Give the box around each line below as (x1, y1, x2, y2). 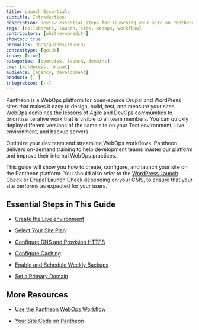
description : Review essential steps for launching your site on (6, 20, 171, 25)
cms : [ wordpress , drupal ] (6, 63, 70, 70)
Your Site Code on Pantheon (14, 317, 84, 324)
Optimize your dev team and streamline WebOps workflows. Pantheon (6, 140, 178, 146)
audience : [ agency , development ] (6, 69, 89, 75)
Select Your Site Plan (14, 226, 66, 234)
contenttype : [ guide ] (6, 47, 60, 53)
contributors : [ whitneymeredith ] (6, 31, 89, 37)
